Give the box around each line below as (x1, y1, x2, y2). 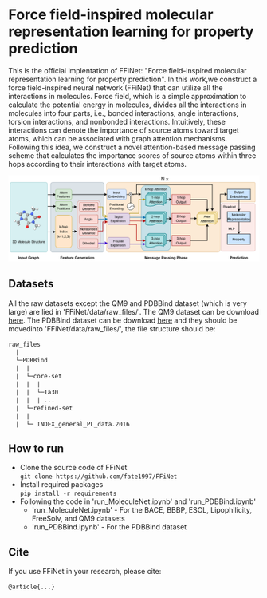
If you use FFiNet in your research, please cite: (8, 567, 162, 576)
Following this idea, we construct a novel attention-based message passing (8, 142, 256, 152)
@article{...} (8, 583, 56, 592)
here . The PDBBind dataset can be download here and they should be (8, 315, 238, 325)
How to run (8, 442, 65, 455)
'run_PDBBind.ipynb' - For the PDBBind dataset (31, 522, 187, 532)
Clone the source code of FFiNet (19, 463, 128, 473)
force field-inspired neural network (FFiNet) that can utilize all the (8, 82, 223, 93)
